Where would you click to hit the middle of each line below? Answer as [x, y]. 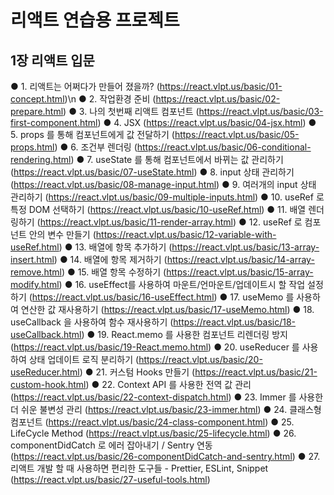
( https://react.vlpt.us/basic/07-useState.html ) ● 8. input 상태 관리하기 [152, 172]
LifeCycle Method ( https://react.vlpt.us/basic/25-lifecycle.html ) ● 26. [153, 433]
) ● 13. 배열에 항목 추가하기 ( [115, 247]
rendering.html [41, 159]
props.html [32, 147]
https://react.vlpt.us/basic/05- [237, 134]
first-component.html [54, 122]
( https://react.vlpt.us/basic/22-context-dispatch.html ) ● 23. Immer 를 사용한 [167, 397]
